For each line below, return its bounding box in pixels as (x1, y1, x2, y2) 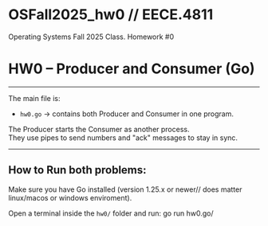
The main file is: (8, 93, 61, 103)
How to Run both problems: (8, 163, 147, 177)
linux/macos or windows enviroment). (8, 193, 132, 202)
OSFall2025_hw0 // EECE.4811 (8, 6, 214, 24)
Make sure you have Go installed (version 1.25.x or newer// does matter (8, 185, 242, 194)
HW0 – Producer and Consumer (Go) (8, 60, 255, 78)
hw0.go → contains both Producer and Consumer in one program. (19, 109, 234, 119)
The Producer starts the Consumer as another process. (8, 124, 190, 134)
